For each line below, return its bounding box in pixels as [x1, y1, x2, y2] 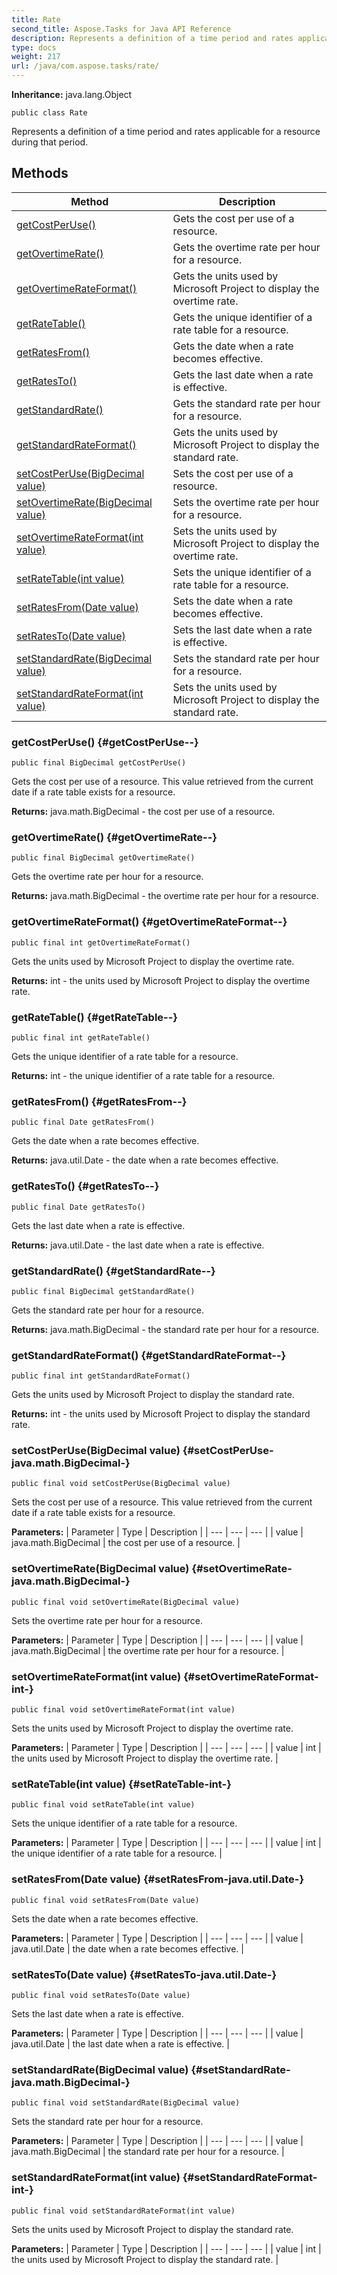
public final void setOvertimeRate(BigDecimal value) [11, 1597, 241, 1607]
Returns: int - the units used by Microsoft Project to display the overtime [11, 974, 311, 986]
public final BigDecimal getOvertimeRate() [11, 853, 196, 863]
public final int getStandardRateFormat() [11, 1371, 191, 1381]
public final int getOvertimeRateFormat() [11, 937, 191, 948]
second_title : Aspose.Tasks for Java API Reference [11, 24, 231, 34]
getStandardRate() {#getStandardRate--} [11, 1264, 216, 1278]
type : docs [11, 42, 57, 53]
